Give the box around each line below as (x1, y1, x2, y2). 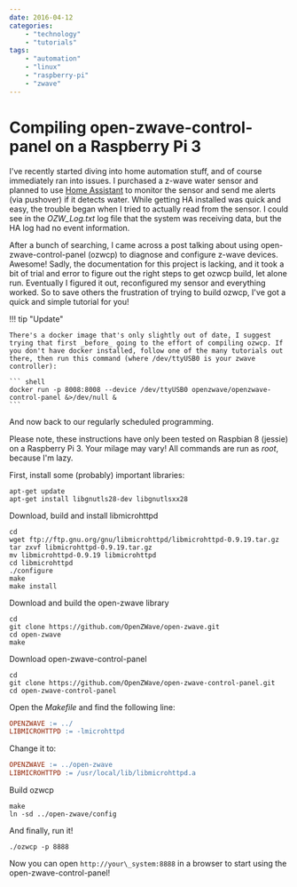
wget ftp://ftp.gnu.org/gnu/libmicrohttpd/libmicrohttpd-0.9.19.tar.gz (9, 535, 279, 544)
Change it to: (9, 743, 57, 754)
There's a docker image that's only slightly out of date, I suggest (9, 331, 272, 340)
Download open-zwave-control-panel (9, 653, 148, 664)
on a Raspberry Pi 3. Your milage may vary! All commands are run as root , (9, 443, 279, 453)
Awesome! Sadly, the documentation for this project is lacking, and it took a (9, 259, 285, 269)
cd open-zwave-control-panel (9, 686, 117, 695)
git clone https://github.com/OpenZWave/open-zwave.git (9, 622, 220, 631)
